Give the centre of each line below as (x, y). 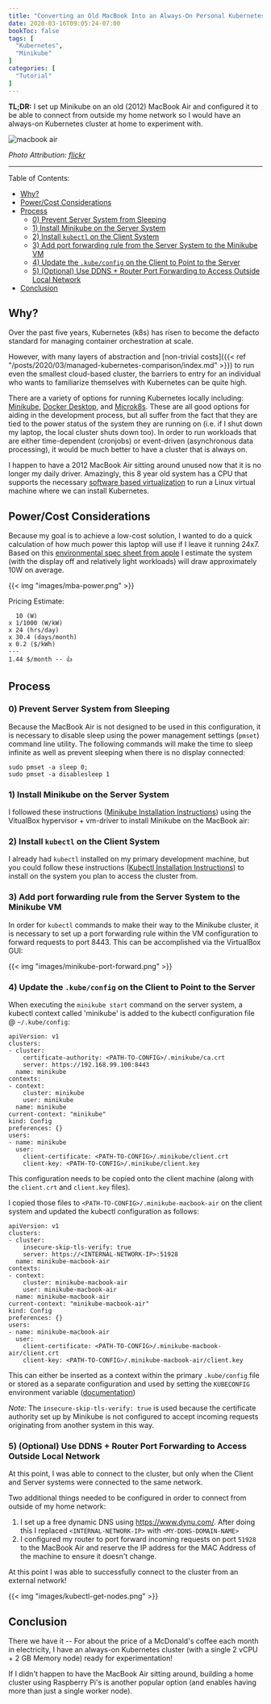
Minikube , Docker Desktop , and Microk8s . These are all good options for (129, 407)
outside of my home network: (57, 1506)
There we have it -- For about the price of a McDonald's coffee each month (133, 1641)
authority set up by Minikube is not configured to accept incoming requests (133, 1416)
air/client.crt (34, 1353)
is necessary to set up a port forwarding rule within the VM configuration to (133, 933)
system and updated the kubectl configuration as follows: (104, 1211)
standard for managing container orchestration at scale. (101, 341)
